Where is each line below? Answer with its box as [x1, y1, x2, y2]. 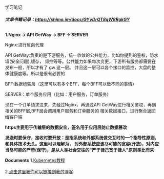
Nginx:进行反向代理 [5, 42, 44, 48]
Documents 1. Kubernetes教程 [5, 157, 65, 163]
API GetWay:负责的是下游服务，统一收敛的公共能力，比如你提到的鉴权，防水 [5, 52, 159, 58]
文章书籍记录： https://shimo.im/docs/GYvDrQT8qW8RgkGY [5, 16, 130, 22]
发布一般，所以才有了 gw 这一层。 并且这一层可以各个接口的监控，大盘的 [5, 65, 152, 70]
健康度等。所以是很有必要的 [9, 70, 65, 77]
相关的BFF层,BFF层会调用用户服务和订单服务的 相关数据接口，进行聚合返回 [5, 108, 156, 114]
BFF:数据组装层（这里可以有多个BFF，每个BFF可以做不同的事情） [5, 81, 137, 87]
